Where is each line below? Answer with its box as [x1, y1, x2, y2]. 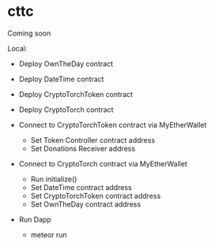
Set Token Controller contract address [30, 135, 156, 144]
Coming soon [7, 28, 51, 38]
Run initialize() [30, 174, 77, 184]
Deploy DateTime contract [18, 74, 104, 84]
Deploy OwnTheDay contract [18, 58, 114, 69]
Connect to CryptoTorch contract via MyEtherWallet [18, 158, 187, 168]
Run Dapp [18, 214, 52, 224]
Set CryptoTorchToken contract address [30, 191, 161, 200]
